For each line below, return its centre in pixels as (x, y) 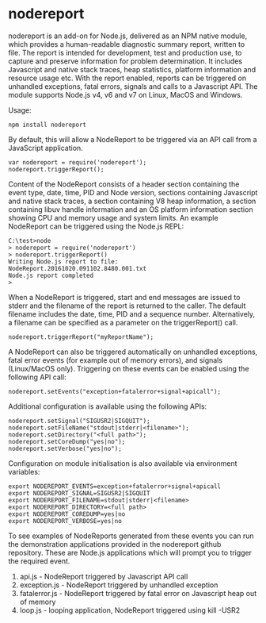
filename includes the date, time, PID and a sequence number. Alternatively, (132, 313)
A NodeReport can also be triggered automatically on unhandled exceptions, (133, 352)
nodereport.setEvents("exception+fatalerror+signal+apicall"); (115, 391)
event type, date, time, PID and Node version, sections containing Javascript (133, 192)
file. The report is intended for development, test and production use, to (125, 52)
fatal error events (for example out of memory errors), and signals (116, 360)
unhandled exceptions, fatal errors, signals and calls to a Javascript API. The (133, 86)
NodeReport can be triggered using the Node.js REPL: (96, 226)
